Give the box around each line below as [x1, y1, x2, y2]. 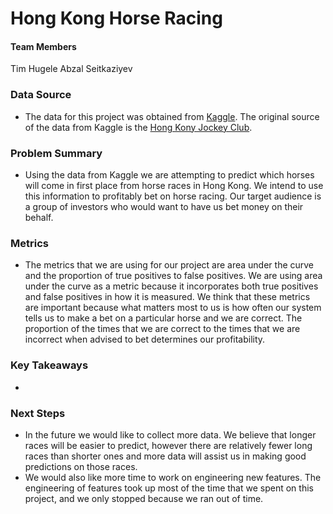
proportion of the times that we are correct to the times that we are [24, 323, 301, 335]
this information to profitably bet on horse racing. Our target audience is [24, 190, 322, 202]
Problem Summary [10, 146, 103, 160]
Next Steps [10, 406, 66, 420]
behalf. [24, 211, 54, 223]
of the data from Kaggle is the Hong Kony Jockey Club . [24, 121, 253, 133]
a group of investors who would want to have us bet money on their [24, 200, 304, 212]
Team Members [10, 40, 77, 52]
